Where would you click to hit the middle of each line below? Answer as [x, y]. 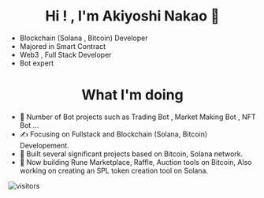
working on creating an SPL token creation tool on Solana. [114, 170]
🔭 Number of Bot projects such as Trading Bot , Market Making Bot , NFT [138, 117]
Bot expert [37, 63]
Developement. [44, 145]
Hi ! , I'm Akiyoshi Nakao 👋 [132, 16]
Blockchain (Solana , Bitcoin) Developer [84, 38]
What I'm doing [132, 95]
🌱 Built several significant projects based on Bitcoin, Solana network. [131, 154]
